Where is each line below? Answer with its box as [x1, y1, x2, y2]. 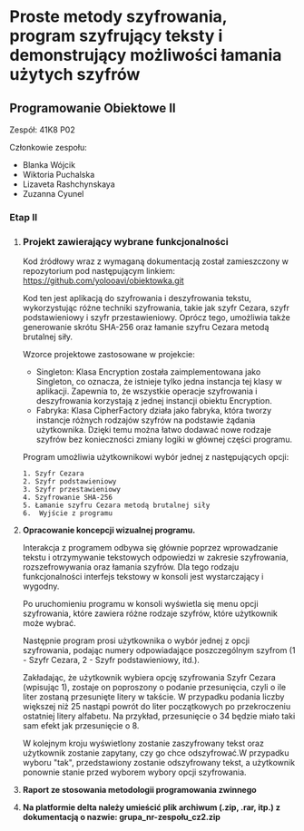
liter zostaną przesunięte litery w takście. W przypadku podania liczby [22, 691, 285, 702]
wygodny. [22, 581, 60, 591]
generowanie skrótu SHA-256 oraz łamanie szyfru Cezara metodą [22, 322, 270, 333]
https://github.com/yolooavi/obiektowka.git [22, 275, 184, 287]
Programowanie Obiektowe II [9, 100, 176, 115]
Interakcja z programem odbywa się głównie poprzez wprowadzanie [22, 543, 279, 553]
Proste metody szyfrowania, [9, 6, 228, 27]
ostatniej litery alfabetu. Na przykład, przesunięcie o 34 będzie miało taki [22, 710, 296, 722]
